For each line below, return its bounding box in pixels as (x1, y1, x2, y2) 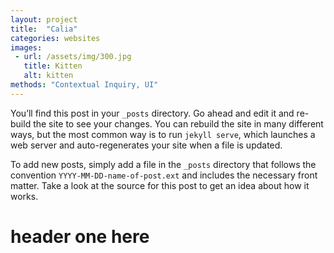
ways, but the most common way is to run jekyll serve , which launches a (10, 128, 316, 140)
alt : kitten (23, 71, 74, 81)
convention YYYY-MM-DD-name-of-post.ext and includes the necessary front (10, 169, 318, 181)
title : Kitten (23, 61, 83, 71)
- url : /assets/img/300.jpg (14, 52, 132, 62)
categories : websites (10, 33, 101, 43)
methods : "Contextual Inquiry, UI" (10, 80, 159, 90)
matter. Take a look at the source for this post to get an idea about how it (10, 179, 310, 191)
